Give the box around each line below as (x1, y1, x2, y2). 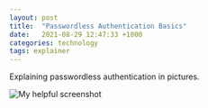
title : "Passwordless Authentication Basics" (9, 22, 187, 31)
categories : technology (9, 38, 99, 48)
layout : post (9, 13, 59, 22)
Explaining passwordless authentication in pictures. (9, 71, 200, 82)
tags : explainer (9, 47, 70, 56)
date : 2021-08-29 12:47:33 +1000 (9, 30, 143, 39)
